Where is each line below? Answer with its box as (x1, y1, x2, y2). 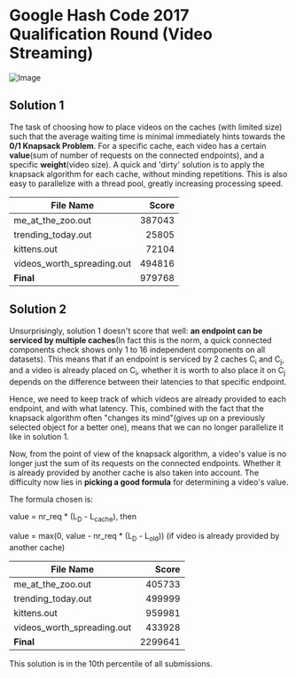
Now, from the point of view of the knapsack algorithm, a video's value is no (9, 448, 287, 459)
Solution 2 (9, 302, 66, 317)
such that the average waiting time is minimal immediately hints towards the (9, 130, 285, 142)
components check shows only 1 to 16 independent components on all (9, 344, 266, 355)
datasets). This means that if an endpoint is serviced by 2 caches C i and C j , (9, 354, 285, 366)
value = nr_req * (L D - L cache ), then (9, 511, 137, 524)
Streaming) (9, 43, 94, 63)
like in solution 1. (9, 432, 69, 442)
